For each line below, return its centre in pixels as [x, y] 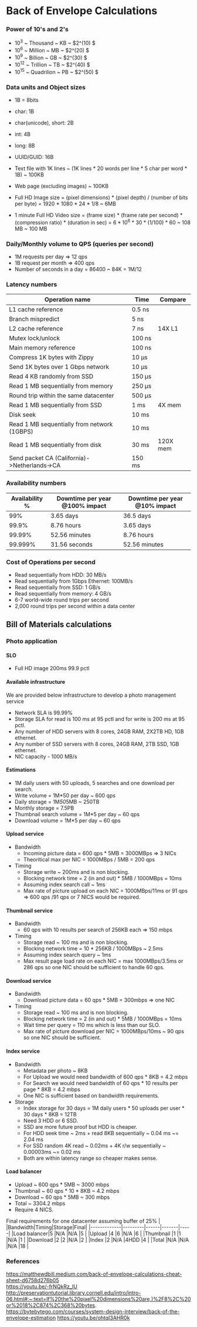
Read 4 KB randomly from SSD [51, 377]
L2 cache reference [36, 329]
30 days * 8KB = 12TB [50, 1114]
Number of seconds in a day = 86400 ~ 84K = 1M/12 [78, 270]
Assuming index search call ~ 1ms [64, 884]
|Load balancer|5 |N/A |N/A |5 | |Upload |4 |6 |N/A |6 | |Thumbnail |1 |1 [96, 1233]
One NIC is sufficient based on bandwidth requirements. [91, 1095]
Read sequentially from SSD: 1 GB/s [57, 587]
